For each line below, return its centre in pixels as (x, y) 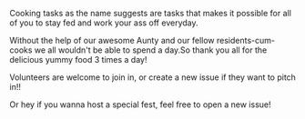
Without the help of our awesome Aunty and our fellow (112, 40)
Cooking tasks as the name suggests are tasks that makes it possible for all (150, 13)
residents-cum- (246, 40)
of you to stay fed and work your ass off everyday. (104, 23)
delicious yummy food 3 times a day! (78, 59)
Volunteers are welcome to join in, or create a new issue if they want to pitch (152, 77)
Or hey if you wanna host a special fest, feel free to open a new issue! (140, 104)
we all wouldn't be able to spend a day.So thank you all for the (151, 50)
